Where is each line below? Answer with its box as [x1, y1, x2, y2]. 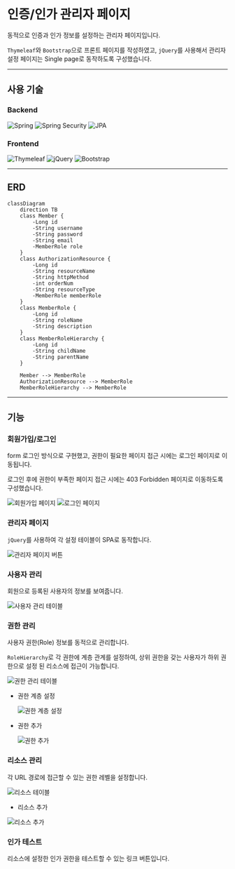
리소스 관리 [7, 755, 43, 765]
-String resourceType [32, 285, 96, 293]
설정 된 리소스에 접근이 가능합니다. [25, 662, 120, 671]
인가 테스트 [7, 837, 43, 847]
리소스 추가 [17, 802, 48, 811]
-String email [32, 236, 73, 244]
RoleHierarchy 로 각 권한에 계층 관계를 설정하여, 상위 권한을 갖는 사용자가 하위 [7, 653, 220, 661]
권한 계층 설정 [17, 692, 55, 700]
